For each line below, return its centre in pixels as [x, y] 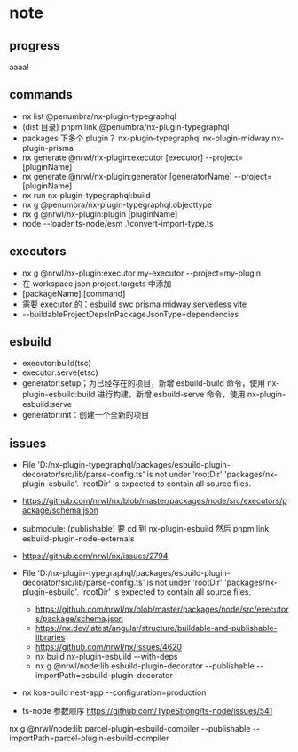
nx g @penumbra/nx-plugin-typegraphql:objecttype [117, 204]
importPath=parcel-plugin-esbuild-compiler [89, 738]
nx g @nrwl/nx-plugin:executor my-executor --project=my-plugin [141, 273]
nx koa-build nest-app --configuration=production [114, 692]
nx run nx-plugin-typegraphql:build [86, 195]
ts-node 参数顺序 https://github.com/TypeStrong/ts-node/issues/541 [147, 711]
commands [41, 95]
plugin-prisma [47, 148]
